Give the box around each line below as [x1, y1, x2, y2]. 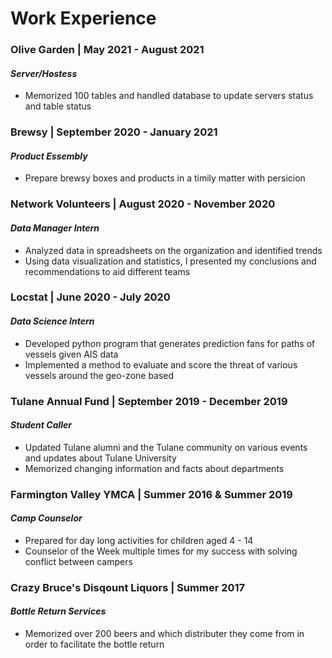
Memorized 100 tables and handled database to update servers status [24, 90, 314, 102]
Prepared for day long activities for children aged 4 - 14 [24, 534, 254, 546]
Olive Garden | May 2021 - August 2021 [10, 43, 205, 57]
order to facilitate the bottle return [24, 638, 165, 651]
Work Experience [10, 7, 157, 30]
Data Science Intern [10, 315, 95, 327]
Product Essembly [10, 150, 88, 162]
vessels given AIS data [24, 348, 119, 360]
